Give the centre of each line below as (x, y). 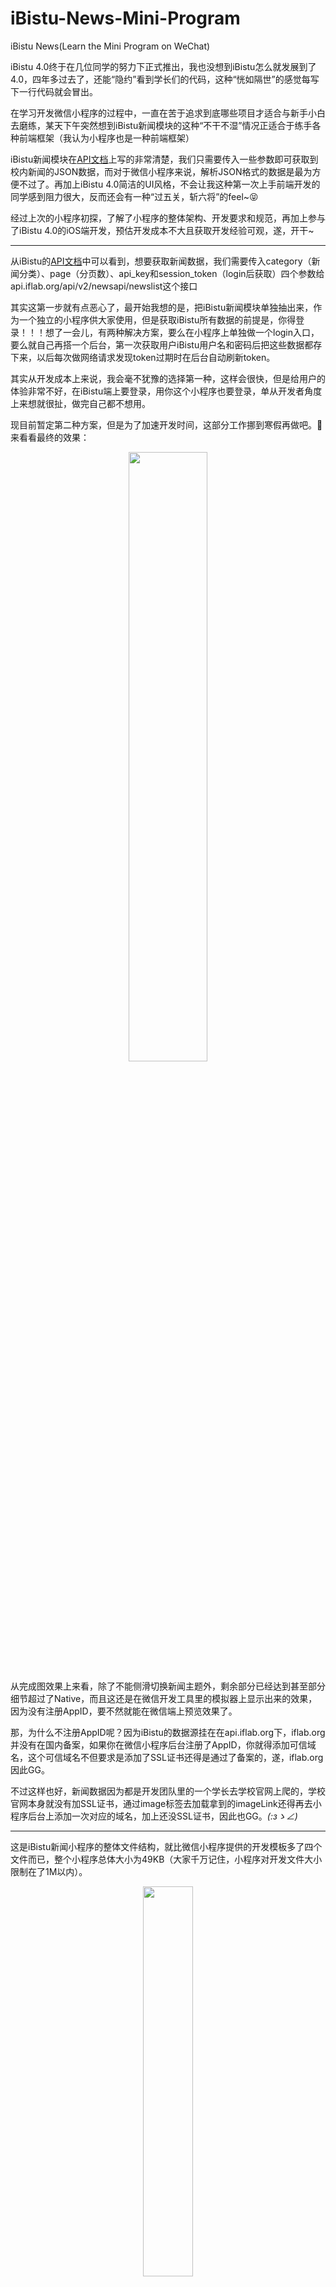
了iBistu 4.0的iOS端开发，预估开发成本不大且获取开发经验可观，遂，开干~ (162, 230)
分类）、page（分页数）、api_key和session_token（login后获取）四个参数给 (171, 273)
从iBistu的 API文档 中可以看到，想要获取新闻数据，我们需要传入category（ (161, 261)
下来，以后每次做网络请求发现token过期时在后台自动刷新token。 (143, 357)
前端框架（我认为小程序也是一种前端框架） (106, 138)
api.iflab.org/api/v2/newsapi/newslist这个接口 (104, 286)
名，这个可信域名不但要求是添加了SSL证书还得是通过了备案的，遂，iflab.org (167, 1757)
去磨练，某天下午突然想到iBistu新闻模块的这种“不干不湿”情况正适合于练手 (161, 125)
